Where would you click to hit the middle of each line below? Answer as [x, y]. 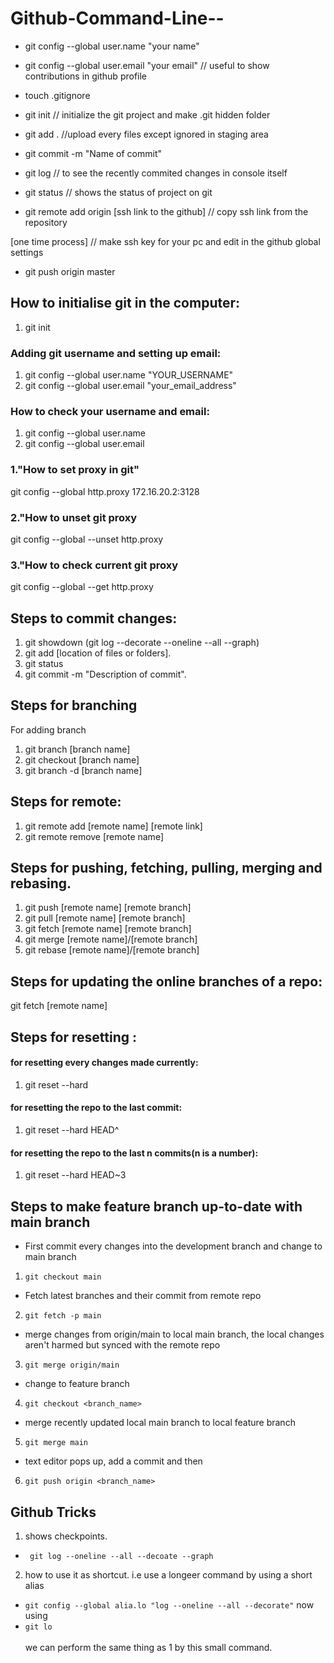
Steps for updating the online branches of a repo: [166, 981]
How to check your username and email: [110, 411]
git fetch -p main [63, 1316]
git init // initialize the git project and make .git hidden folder [147, 114]
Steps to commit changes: [94, 618]
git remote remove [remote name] [94, 836]
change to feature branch [77, 1384]
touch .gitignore [57, 95]
